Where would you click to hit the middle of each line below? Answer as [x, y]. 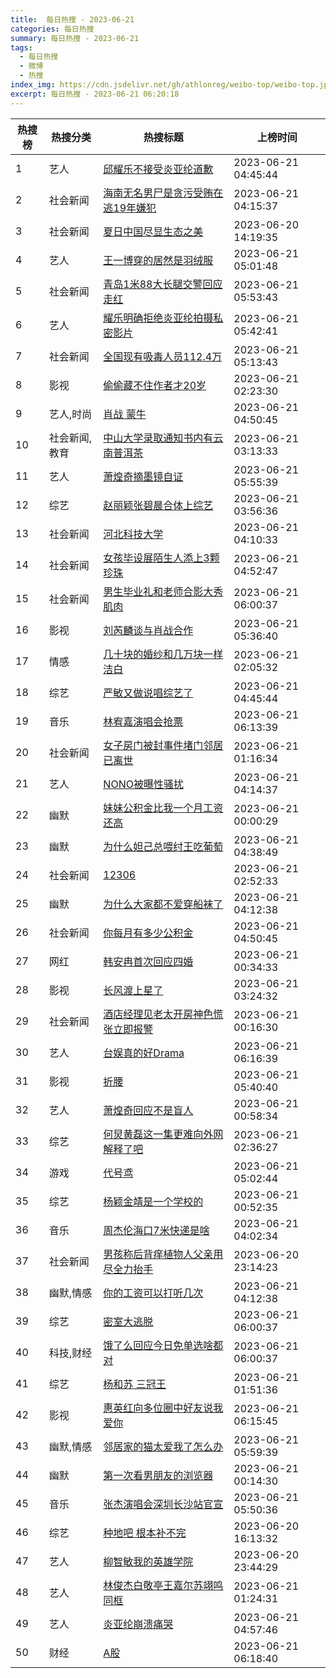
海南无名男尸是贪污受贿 [158, 193]
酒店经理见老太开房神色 [158, 1014]
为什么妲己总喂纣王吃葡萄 [163, 846]
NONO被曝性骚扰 [143, 784]
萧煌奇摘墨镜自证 [143, 476]
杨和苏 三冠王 [135, 1384]
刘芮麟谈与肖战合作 [148, 630]
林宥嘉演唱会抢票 [143, 721]
